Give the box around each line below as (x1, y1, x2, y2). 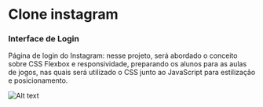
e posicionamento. (8, 76, 68, 85)
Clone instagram (8, 5, 119, 23)
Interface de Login (8, 34, 80, 45)
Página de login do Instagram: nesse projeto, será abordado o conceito (8, 51, 238, 60)
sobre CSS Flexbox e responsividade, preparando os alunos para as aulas (8, 59, 247, 69)
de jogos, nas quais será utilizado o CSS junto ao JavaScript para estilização (8, 68, 256, 77)
